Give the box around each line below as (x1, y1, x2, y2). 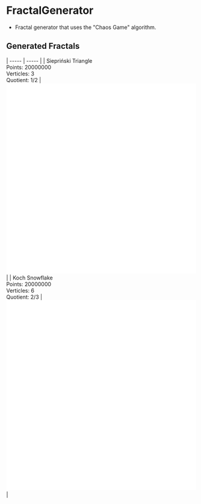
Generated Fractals (6, 41, 80, 51)
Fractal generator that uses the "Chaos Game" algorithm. (14, 24, 156, 31)
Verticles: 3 (6, 70, 35, 77)
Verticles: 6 (6, 287, 35, 294)
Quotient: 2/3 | (6, 293, 43, 301)
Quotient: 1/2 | (6, 76, 42, 83)
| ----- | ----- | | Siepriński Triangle (6, 57, 93, 64)
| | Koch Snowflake (6, 274, 53, 281)
